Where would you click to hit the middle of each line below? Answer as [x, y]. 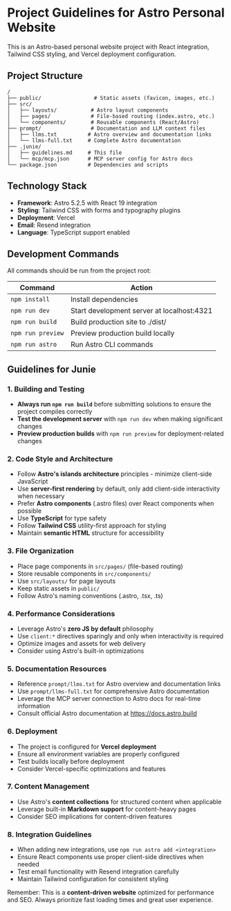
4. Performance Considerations [61, 613]
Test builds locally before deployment [71, 761]
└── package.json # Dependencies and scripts [88, 164]
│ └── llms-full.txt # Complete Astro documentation [94, 140]
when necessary [41, 496]
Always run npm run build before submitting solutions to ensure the [114, 405]
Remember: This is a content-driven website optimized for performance [111, 892]
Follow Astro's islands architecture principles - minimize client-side [114, 474]
